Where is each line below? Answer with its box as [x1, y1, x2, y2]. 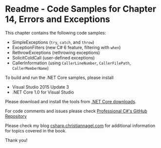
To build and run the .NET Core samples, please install [5, 74, 114, 80]
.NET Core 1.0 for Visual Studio [12, 89, 74, 95]
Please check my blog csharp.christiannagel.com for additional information [5, 123, 156, 129]
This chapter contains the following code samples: [5, 30, 106, 36]
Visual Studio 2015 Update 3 [12, 84, 69, 90]
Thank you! [5, 137, 28, 143]
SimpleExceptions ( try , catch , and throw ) [12, 39, 94, 45]
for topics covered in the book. [5, 128, 67, 133]
